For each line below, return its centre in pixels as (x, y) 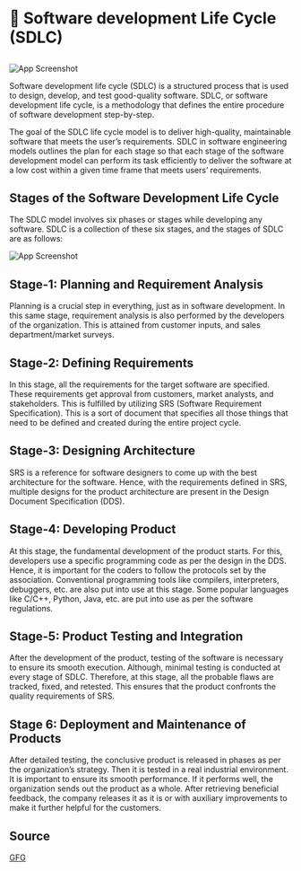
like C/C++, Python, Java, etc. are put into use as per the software (131, 598)
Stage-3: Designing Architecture (102, 451)
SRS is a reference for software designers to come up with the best (133, 472)
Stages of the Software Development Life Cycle (144, 198)
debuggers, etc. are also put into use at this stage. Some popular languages (149, 589)
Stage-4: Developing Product (93, 529)
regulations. (31, 608)
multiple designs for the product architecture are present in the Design (139, 491)
